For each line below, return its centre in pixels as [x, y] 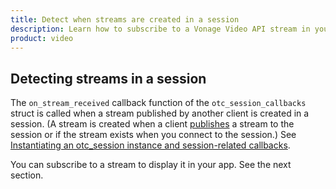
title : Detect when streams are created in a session [125, 19]
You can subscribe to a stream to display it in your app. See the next [151, 165]
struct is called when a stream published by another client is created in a [160, 113]
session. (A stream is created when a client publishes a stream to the [152, 124]
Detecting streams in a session [108, 78]
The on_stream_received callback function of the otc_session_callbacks [158, 103]
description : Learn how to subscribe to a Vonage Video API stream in [160, 29]
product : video [42, 38]
